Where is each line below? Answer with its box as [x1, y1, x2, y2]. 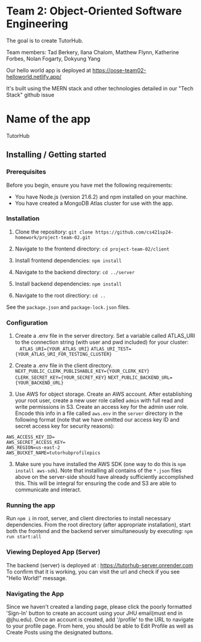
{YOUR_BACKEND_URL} [14, 380, 64, 386]
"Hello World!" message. [6, 574, 67, 582]
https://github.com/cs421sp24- [95, 229, 174, 235]
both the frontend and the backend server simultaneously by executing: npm [6, 528, 193, 535]
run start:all [6, 534, 42, 540]
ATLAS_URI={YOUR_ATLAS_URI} [19, 346, 90, 352]
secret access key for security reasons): [14, 423, 115, 430]
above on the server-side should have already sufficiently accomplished [14, 473, 194, 481]
